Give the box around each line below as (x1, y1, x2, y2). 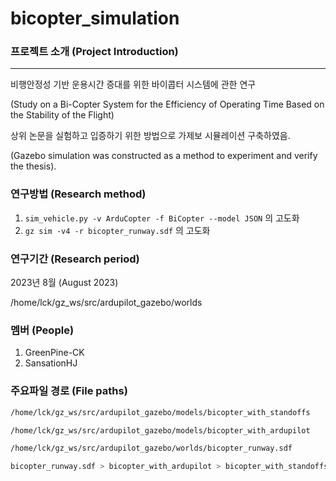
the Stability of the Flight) (10, 109, 115, 121)
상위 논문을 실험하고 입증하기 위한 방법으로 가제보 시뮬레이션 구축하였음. (10, 130, 291, 142)
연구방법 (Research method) (10, 187, 147, 201)
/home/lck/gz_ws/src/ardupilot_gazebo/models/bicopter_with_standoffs (10, 407, 311, 417)
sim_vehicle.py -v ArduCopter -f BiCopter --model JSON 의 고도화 (24, 212, 300, 224)
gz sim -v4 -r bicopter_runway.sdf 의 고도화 (24, 224, 211, 236)
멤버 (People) (10, 323, 75, 337)
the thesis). (10, 160, 57, 172)
